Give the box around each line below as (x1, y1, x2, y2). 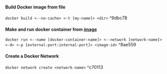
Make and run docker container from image (5, 26, 97, 32)
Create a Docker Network (5, 53, 59, 59)
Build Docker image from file (5, 4, 66, 10)
